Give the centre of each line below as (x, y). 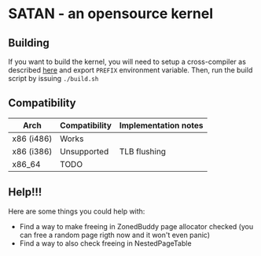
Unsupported (85, 151)
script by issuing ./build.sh (53, 78)
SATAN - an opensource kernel (111, 14)
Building (29, 43)
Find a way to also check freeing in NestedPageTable (105, 243)
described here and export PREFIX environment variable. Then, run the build (130, 70)
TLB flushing (143, 151)
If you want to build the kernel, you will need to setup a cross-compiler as (127, 61)
